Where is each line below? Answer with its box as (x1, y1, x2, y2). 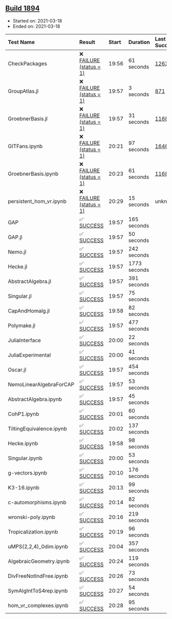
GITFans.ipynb (8, 142, 43, 150)
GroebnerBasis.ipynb (8, 170, 59, 177)
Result (79, 38, 96, 46)
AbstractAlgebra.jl (8, 278, 51, 285)
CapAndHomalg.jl (8, 307, 50, 314)
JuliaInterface (8, 337, 41, 344)
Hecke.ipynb (8, 440, 38, 447)
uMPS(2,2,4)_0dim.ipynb (8, 543, 68, 550)
